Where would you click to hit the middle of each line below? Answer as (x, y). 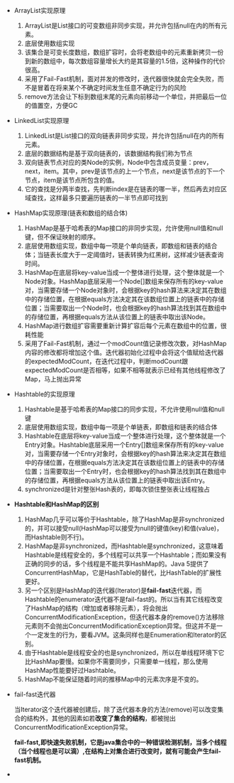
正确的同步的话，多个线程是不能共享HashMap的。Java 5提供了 (117, 564)
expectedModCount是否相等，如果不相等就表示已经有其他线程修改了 (125, 370)
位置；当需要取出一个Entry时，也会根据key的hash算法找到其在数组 (122, 471)
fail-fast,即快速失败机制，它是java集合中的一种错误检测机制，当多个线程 (120, 742)
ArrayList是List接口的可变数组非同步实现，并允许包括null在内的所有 (123, 26)
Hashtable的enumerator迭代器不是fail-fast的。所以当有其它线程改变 (124, 599)
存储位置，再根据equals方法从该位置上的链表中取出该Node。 (120, 317)
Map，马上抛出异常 (53, 379)
